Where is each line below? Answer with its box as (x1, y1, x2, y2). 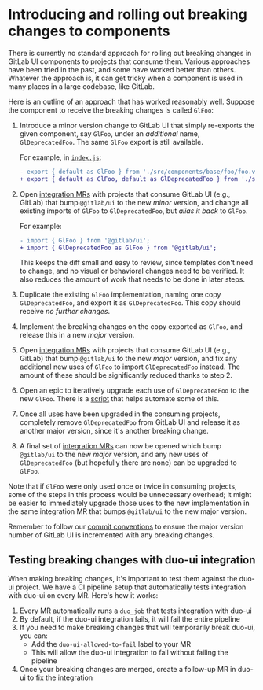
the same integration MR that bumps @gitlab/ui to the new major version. (8, 507, 247, 516)
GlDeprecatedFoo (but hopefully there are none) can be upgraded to (19, 458, 237, 467)
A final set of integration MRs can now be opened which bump (19, 441, 222, 451)
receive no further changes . (19, 307, 111, 316)
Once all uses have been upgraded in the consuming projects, (19, 409, 221, 419)
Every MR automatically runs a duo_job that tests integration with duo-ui (19, 606, 253, 615)
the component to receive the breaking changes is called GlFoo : (8, 105, 214, 115)
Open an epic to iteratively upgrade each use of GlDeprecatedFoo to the (19, 386, 250, 395)
